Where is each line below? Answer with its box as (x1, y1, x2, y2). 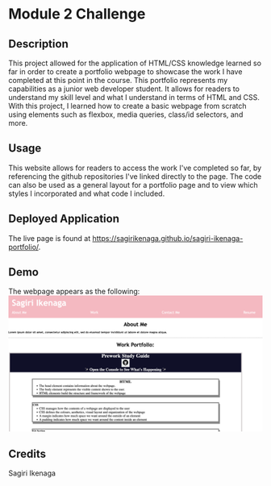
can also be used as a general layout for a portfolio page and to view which (8, 180, 258, 189)
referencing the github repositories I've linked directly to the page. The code (8, 171, 262, 181)
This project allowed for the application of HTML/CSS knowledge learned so (8, 58, 262, 68)
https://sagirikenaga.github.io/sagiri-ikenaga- (92, 233, 244, 243)
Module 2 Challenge (8, 5, 146, 23)
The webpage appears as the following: (8, 287, 140, 297)
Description (8, 37, 69, 51)
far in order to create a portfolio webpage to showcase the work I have (8, 67, 243, 77)
